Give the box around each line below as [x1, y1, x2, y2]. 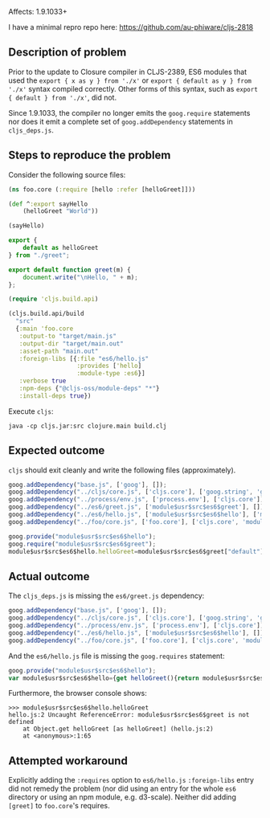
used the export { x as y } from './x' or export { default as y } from [8, 76, 252, 85]
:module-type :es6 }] [76, 370, 146, 378]
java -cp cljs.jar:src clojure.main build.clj [8, 422, 167, 430]
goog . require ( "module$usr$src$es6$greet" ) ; [8, 540, 157, 548]
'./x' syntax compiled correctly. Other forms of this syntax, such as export [8, 84, 259, 93]
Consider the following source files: [8, 170, 126, 179]
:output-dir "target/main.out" [18, 339, 125, 348]
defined [8, 718, 35, 726]
